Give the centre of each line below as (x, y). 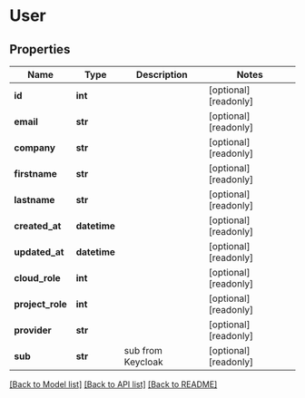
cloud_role (37, 278)
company (35, 148)
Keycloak (143, 362)
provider (33, 330)
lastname (34, 200)
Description (162, 75)
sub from (143, 350)
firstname (35, 174)
